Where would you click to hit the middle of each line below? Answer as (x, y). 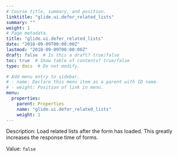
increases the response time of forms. (52, 138)
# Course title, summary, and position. (56, 11)
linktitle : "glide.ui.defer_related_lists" (60, 17)
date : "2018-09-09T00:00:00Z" (43, 45)
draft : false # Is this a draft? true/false (63, 55)
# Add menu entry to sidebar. (43, 77)
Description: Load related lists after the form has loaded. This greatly (89, 131)
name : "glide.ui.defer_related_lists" (64, 109)
